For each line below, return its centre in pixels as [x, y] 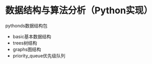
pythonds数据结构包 [26, 26]
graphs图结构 [27, 49]
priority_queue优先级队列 [39, 56]
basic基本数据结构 [32, 36]
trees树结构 [25, 43]
